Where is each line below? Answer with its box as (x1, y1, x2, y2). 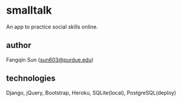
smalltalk (6, 4, 52, 17)
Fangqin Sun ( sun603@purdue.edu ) (6, 56, 94, 63)
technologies (6, 74, 56, 84)
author (6, 40, 31, 50)
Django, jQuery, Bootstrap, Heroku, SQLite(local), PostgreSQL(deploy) (6, 89, 176, 96)
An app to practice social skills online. (6, 23, 99, 30)
